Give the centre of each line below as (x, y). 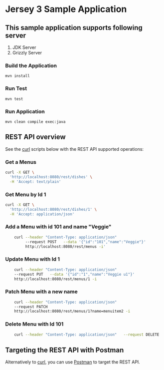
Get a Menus (21, 162)
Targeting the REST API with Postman (65, 350)
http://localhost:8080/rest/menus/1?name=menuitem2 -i (72, 311)
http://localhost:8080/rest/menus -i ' (66, 246)
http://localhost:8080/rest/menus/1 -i (56, 279)
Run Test (16, 88)
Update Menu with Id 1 (33, 259)
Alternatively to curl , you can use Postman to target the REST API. (73, 362)
